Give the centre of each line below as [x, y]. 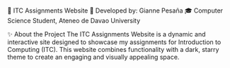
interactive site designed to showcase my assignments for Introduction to [114, 42]
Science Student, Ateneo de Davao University [74, 21]
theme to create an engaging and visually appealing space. [93, 57]
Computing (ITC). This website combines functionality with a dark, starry [113, 49]
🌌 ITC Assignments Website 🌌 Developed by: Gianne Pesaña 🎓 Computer [115, 11]
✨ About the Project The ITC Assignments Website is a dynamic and [107, 34]
